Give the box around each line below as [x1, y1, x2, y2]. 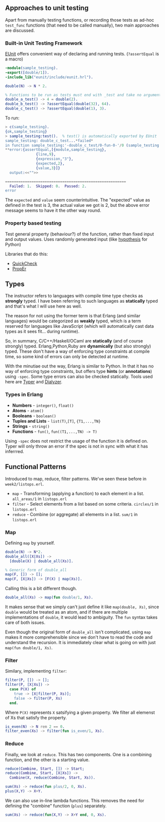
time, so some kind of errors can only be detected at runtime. [5, 354, 129, 360]
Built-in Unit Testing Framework [5, 39, 82, 46]
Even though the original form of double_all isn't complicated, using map [5, 629, 151, 635]
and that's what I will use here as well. [5, 303, 82, 309]
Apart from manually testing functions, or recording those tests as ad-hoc [5, 17, 154, 23]
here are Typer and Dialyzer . [5, 379, 63, 385]
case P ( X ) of [9, 687, 36, 692]
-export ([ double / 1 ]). [5, 70, 50, 75]
